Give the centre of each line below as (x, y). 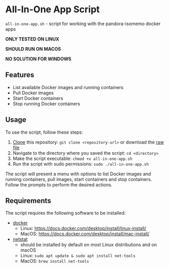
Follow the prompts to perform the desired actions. (59, 184)
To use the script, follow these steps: (44, 132)
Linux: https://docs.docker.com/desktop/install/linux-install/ (83, 229)
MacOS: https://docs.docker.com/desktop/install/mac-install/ (85, 234)
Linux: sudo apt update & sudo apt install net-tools (78, 256)
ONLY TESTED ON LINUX (32, 39)
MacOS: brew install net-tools (55, 261)
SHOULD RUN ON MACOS (33, 49)
